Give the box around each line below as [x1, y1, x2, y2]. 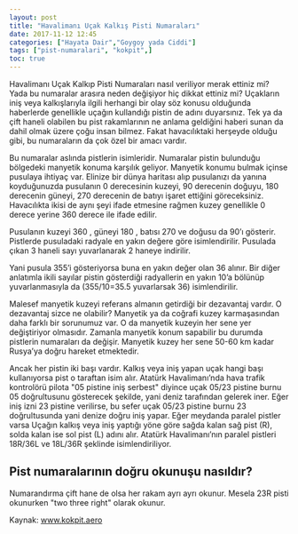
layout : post [9, 12, 58, 22]
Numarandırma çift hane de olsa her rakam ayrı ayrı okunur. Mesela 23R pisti [9, 488, 289, 498]
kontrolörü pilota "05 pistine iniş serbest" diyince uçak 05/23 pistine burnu [9, 382, 282, 392]
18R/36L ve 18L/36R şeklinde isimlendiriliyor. [9, 439, 172, 449]
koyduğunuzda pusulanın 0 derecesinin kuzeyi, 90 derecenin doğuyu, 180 [9, 181, 279, 191]
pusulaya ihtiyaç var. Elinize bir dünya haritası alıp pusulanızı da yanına [9, 171, 268, 182]
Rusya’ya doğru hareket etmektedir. [9, 346, 139, 356]
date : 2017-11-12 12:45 [9, 29, 98, 38]
